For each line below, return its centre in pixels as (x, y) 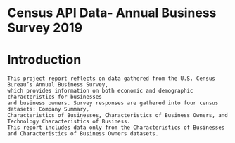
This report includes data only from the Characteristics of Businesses (116, 128)
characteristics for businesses (55, 97)
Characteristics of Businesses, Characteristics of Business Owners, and (118, 116)
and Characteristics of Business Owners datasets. (83, 134)
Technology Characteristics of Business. (69, 122)
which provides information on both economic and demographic (100, 91)
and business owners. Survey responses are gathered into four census (113, 103)
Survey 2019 (45, 28)
